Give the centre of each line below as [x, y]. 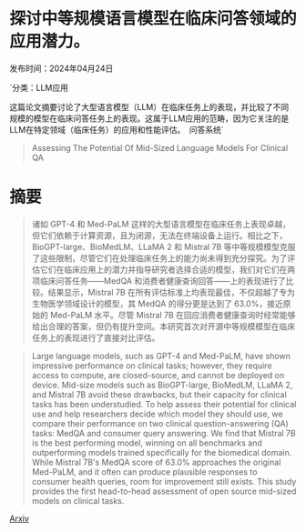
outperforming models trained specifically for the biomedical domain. [162, 452]
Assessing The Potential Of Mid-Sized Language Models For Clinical [160, 147]
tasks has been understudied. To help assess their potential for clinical [164, 404]
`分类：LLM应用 [39, 87]
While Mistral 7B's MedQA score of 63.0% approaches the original [156, 462]
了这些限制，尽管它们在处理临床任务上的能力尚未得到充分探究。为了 [159, 258]
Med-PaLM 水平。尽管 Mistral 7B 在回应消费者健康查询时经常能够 [173, 315]
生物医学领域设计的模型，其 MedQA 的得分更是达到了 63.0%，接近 [158, 303]
